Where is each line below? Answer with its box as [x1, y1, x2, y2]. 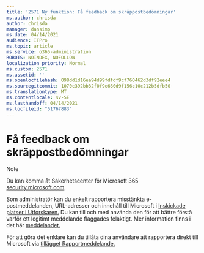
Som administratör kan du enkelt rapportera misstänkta [6, 195, 145, 203]
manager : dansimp [6, 26, 51, 32]
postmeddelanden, [6, 202, 54, 210]
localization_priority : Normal [6, 60, 86, 66]
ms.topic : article [6, 43, 53, 50]
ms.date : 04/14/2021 [6, 32, 59, 38]
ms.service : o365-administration [6, 49, 92, 55]
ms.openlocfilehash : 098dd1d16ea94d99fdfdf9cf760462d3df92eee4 [6, 77, 171, 83]
